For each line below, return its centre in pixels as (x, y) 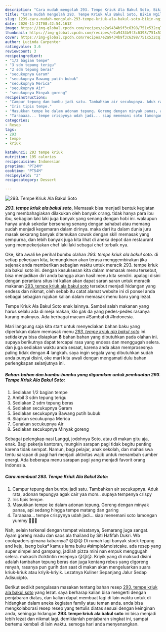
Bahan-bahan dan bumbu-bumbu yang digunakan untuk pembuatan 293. (83, 374)
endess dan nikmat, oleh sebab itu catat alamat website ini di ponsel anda (80, 291)
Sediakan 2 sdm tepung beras (43, 403)
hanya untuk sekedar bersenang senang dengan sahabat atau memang (78, 224)
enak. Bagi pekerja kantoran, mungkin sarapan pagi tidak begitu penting (78, 444)
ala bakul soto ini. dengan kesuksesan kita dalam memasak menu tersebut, (81, 270)
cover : (12, 38)
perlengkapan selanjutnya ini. (35, 363)
